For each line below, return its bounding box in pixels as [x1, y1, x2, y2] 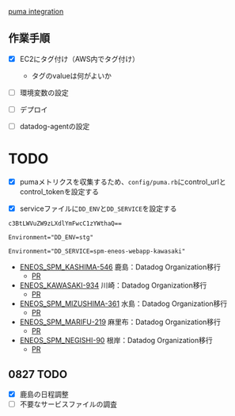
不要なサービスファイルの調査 [19, 399, 117, 409]
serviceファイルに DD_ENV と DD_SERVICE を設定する [19, 204, 177, 213]
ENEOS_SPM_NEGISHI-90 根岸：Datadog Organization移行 [19, 336, 213, 345]
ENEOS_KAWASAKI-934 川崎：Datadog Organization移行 [19, 281, 207, 290]
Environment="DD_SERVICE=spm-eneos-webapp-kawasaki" [8, 247, 186, 256]
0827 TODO [8, 368, 68, 381]
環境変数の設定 [19, 87, 69, 97]
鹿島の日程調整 [19, 389, 69, 399]
